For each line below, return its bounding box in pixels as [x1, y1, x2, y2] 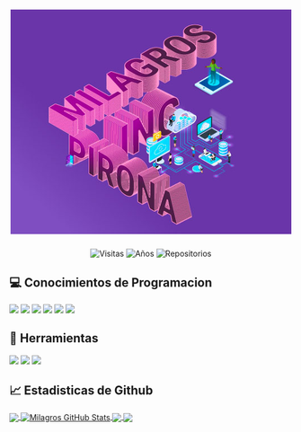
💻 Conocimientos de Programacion [9, 275, 213, 291]
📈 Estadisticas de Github [9, 383, 154, 398]
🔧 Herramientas [9, 331, 99, 346]
